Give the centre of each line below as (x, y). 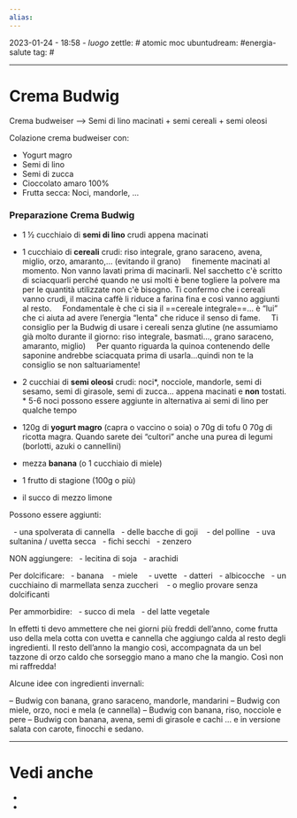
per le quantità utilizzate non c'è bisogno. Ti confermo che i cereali (144, 289)
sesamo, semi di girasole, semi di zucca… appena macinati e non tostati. (154, 391)
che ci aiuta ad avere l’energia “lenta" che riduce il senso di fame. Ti (150, 317)
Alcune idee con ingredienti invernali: (76, 683)
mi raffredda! (33, 666)
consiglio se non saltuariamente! (81, 365)
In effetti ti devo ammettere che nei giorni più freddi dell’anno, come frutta (144, 629)
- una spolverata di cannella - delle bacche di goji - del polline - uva (144, 531)
